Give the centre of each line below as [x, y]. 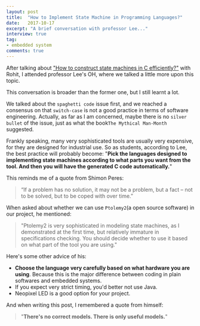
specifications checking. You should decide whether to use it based [104, 238]
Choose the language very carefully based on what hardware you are [102, 268]
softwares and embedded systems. [58, 280]
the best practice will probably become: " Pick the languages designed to [97, 153]
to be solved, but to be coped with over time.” [77, 196]
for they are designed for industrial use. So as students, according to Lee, [97, 147]
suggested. [20, 129]
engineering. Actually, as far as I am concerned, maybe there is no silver [96, 116]
